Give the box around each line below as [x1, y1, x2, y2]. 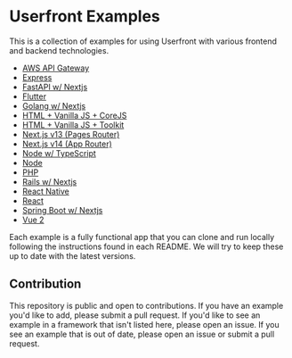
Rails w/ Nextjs [21, 176, 77, 187]
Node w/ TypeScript [21, 147, 96, 158]
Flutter [21, 91, 47, 102]
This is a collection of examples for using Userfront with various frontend [9, 36, 278, 46]
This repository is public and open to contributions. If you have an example [9, 300, 284, 311]
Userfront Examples [9, 6, 160, 27]
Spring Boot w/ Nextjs [21, 204, 103, 215]
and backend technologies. [9, 45, 109, 55]
